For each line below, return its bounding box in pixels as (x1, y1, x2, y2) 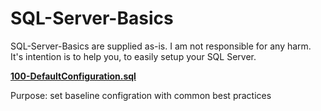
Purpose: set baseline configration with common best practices (10, 89, 272, 101)
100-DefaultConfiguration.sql (10, 70, 137, 82)
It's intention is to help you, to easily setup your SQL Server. (10, 50, 257, 62)
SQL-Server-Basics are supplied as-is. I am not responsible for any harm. (10, 40, 312, 52)
